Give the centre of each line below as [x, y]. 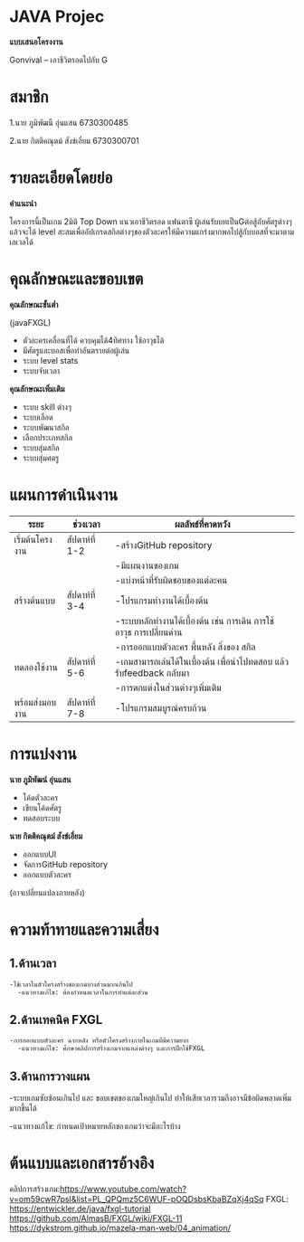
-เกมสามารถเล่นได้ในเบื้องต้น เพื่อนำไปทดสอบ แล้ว [202, 661]
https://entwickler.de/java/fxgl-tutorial [80, 1209]
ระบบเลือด [38, 417]
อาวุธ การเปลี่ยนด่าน [148, 632]
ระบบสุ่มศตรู [41, 458]
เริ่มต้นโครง [33, 539]
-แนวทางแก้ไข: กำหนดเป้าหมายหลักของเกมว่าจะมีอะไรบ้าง [95, 1126]
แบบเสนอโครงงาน [36, 42]
